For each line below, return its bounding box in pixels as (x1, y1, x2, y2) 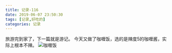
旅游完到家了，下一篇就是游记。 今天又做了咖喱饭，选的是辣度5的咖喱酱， (5, 36, 163, 42)
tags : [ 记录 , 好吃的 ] (5, 17, 45, 22)
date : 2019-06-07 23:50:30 (5, 12, 63, 17)
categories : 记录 (5, 21, 41, 27)
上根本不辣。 (9, 42, 37, 48)
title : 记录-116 (5, 7, 39, 13)
